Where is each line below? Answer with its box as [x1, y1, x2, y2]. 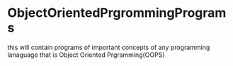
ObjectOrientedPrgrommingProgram [7, 5, 227, 21]
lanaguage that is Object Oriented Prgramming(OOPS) [7, 51, 165, 59]
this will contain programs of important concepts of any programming [7, 43, 210, 51]
